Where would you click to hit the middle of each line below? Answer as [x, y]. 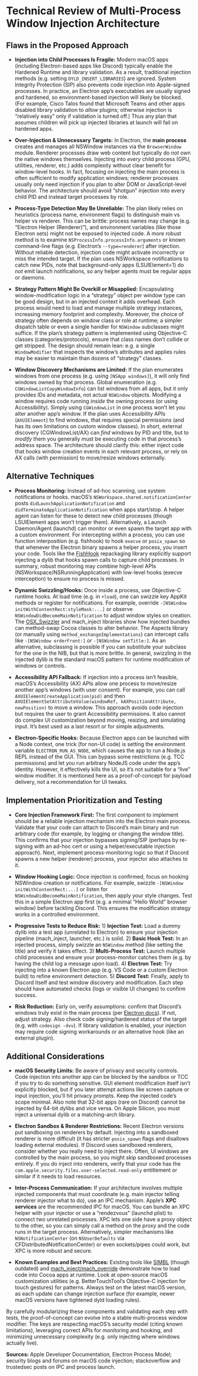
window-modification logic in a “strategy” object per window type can [100, 295]
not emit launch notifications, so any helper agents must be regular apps [103, 271]
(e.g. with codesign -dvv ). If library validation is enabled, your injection [100, 1025]
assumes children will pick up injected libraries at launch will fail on [96, 122]
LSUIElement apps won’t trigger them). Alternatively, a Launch [90, 522]
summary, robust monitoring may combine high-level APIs [85, 566]
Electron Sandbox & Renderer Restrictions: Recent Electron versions [99, 1126]
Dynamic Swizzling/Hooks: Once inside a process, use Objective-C [98, 590]
